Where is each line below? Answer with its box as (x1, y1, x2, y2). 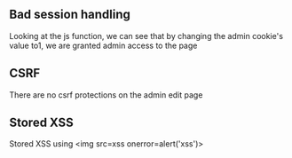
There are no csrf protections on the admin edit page (9, 89, 203, 100)
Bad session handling (9, 7, 131, 22)
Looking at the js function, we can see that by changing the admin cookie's (9, 30, 284, 41)
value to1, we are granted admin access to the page (9, 40, 198, 51)
